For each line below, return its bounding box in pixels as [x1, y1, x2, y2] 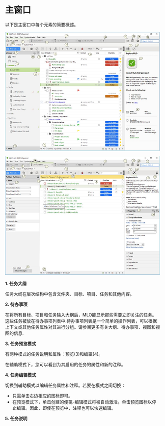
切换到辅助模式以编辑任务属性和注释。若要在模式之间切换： [5, 382, 126, 388]
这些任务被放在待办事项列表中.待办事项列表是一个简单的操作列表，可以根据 [5, 318, 157, 324]
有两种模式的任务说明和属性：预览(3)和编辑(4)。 [5, 351, 103, 357]
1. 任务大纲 [5, 281, 27, 287]
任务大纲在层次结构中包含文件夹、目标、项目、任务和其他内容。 [5, 291, 134, 297]
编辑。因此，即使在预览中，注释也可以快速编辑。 [16, 405, 116, 411]
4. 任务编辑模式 [5, 372, 36, 378]
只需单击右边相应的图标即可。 [12, 393, 73, 399]
